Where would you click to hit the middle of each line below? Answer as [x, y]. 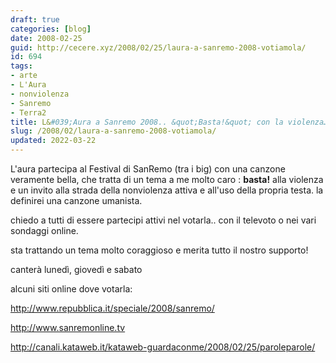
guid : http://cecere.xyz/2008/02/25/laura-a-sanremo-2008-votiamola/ [158, 47]
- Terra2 [28, 112]
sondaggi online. [44, 230]
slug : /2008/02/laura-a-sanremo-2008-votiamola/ [113, 131]
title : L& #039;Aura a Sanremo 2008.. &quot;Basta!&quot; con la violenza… [169, 122]
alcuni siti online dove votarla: [71, 289]
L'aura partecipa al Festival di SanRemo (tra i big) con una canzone [148, 169]
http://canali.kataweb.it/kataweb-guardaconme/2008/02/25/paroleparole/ [163, 347]
